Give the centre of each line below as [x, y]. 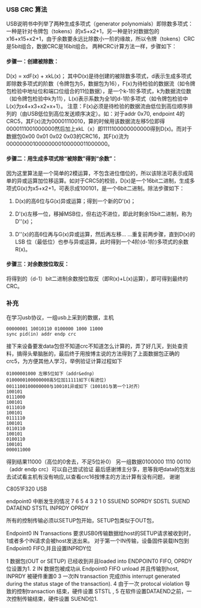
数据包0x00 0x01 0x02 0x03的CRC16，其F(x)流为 [67, 136]
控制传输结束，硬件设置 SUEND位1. [55, 599]
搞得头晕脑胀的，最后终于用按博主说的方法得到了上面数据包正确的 [98, 354]
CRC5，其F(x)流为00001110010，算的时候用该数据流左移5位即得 [85, 121]
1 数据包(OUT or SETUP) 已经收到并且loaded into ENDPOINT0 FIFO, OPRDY [99, 561]
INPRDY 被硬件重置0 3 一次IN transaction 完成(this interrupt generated [93, 576]
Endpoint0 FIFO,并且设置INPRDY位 [49, 548]
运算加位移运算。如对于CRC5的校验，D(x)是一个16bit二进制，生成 [108, 180]
